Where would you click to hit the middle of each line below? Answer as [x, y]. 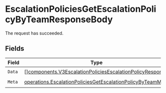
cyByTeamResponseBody [59, 19]
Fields [15, 48]
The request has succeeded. [34, 33]
